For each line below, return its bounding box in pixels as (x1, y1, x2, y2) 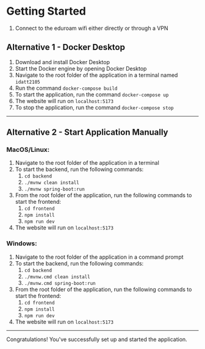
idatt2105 (15, 79, 41, 85)
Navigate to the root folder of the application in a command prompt (15, 253, 184, 261)
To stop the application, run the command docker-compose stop (15, 104, 174, 111)
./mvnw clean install (24, 180, 79, 186)
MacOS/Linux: (6, 145, 50, 154)
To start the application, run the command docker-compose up (15, 90, 169, 98)
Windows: (6, 239, 38, 248)
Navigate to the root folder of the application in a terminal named (15, 71, 178, 79)
